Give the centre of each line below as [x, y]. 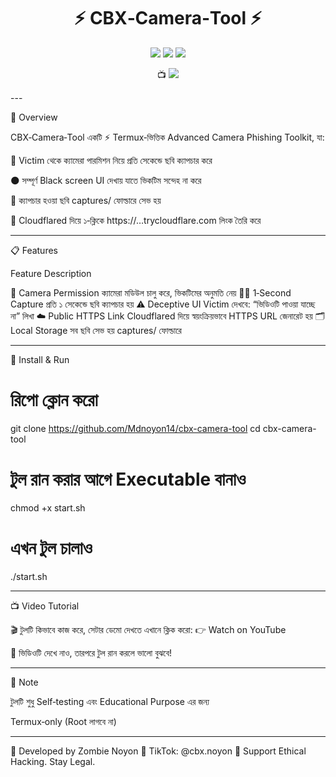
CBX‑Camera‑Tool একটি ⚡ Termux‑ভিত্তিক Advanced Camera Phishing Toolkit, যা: [167, 137]
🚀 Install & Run [40, 359]
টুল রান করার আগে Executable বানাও [128, 479]
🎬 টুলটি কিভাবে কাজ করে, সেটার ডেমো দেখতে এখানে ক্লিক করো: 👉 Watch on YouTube [148, 629]
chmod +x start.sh [48, 507]
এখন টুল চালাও [51, 548]
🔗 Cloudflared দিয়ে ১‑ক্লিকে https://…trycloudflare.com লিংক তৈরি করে [136, 220]
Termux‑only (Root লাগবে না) [63, 721]
